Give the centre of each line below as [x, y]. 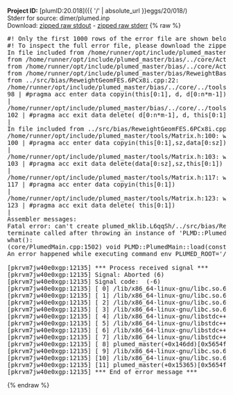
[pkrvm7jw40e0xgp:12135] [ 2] [59, 302]
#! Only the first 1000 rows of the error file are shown [108, 39]
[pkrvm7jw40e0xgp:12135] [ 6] [59, 330]
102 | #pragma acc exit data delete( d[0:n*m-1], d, [99, 115]
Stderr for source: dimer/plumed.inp [59, 18]
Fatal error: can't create [53, 226]
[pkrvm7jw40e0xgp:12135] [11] [59, 365]
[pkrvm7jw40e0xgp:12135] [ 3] [59, 309]
